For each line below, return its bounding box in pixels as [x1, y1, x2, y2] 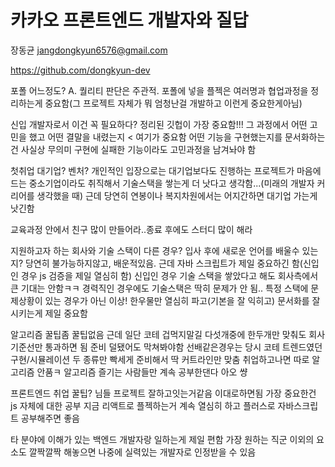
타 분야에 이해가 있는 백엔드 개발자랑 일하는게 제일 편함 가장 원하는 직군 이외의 [10, 433, 315, 445]
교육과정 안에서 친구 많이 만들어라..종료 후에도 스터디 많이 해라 [10, 223, 253, 235]
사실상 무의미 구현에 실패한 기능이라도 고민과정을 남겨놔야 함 [20, 143, 257, 155]
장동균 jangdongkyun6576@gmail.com [10, 44, 168, 56]
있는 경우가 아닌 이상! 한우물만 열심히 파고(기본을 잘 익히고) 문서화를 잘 [44, 294, 321, 306]
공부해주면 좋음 [20, 412, 80, 424]
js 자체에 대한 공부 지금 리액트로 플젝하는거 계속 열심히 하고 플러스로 [10, 399, 276, 411]
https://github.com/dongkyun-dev [10, 64, 151, 76]
